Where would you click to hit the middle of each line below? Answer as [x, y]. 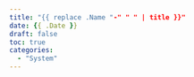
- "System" [38, 58]
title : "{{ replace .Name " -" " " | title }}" [97, 17]
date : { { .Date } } [43, 26]
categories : [31, 50]
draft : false [34, 34]
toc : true [28, 42]
